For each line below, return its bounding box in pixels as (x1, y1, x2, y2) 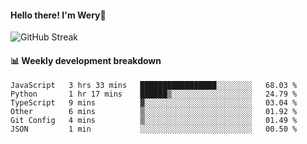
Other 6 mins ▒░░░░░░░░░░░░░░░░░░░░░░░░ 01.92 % (10, 107, 298, 117)
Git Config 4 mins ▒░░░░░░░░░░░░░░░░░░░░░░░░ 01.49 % (10, 116, 298, 126)
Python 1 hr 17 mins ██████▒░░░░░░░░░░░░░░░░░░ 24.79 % (10, 89, 298, 100)
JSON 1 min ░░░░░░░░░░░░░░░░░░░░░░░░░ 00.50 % (10, 124, 298, 135)
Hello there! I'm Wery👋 (10, 9, 107, 21)
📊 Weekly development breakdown (10, 54, 162, 66)
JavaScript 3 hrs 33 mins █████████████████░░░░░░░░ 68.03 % (10, 81, 298, 91)
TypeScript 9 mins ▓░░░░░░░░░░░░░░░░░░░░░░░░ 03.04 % (10, 98, 298, 108)
